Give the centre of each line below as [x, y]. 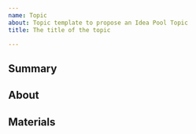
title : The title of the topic [59, 30]
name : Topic [28, 15]
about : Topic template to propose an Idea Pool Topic [98, 23]
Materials [32, 122]
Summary [33, 69]
